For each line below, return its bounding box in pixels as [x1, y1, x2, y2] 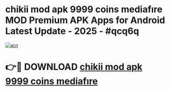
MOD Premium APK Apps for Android [5, 14, 165, 26]
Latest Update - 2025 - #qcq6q [5, 26, 139, 37]
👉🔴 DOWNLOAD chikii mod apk [5, 61, 143, 73]
